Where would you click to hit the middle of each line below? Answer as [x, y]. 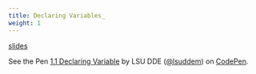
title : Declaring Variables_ [57, 16]
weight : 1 [25, 23]
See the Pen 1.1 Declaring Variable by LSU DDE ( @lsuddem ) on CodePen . [128, 61]
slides [18, 45]
